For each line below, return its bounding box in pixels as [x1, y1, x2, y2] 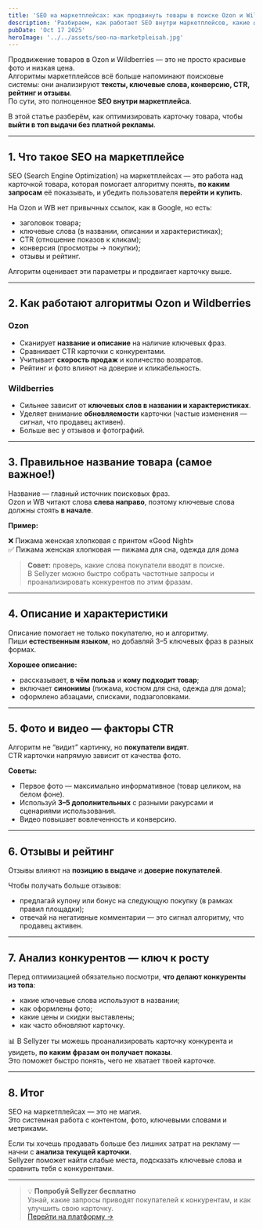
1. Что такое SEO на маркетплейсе [8, 150, 185, 163]
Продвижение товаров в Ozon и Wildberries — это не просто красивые [8, 55, 247, 64]
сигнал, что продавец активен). [19, 418, 126, 427]
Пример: [8, 520, 39, 530]
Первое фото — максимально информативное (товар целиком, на [19, 782, 241, 791]
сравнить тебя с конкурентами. [8, 1163, 114, 1173]
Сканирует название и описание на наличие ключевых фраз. [19, 338, 227, 348]
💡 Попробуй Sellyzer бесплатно [27, 1186, 137, 1195]
